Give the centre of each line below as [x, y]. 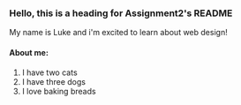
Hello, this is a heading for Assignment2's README [121, 13]
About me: [29, 52]
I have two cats [49, 72]
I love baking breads [59, 91]
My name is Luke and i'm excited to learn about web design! [118, 33]
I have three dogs [54, 81]
